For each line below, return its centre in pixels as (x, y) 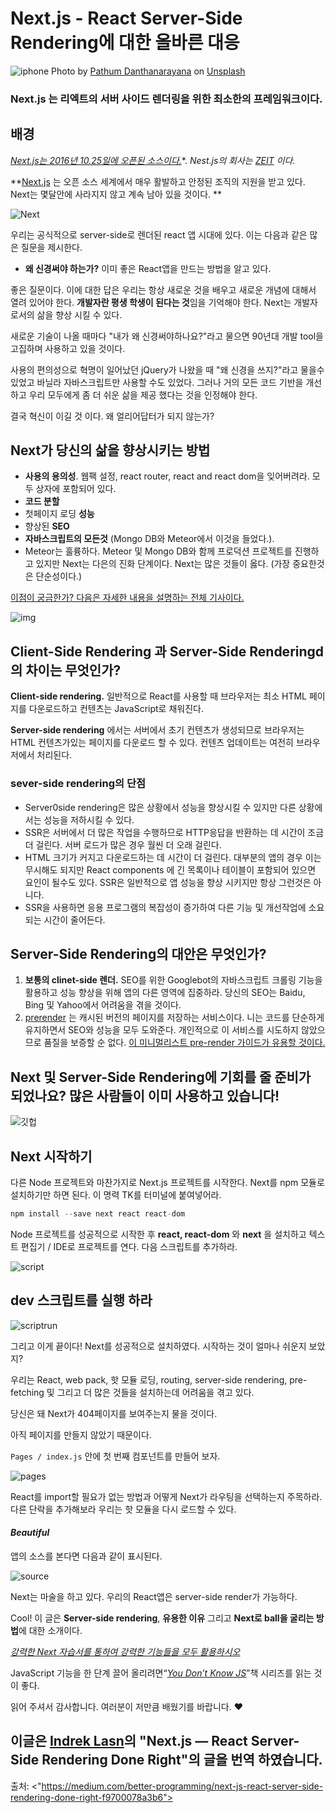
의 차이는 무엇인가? (66, 670)
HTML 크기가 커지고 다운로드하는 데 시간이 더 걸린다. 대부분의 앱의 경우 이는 (173, 857)
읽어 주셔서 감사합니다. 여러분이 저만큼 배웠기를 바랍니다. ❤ (126, 1706)
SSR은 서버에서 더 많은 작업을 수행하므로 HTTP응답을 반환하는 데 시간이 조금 (174, 832)
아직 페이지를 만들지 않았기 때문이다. (81, 1434)
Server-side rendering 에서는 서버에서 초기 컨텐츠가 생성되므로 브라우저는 (157, 730)
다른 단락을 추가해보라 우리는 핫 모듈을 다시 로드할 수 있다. (123, 1509)
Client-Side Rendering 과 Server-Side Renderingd (167, 651)
